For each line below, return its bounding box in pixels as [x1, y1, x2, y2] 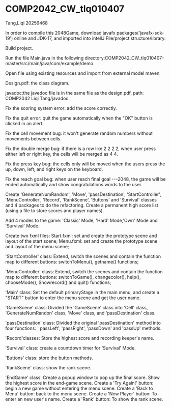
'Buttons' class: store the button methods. [5, 355, 93, 361]
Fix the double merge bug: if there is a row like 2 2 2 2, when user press [5, 146, 156, 152]
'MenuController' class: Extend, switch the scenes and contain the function [5, 268, 163, 275]
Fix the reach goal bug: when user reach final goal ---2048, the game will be [5, 176, 166, 182]
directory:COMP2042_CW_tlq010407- [84, 54, 164, 61]
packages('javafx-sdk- [116, 30, 164, 36]
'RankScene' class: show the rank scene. [5, 364, 92, 370]
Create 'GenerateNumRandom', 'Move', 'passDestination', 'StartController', [5, 191, 161, 197]
